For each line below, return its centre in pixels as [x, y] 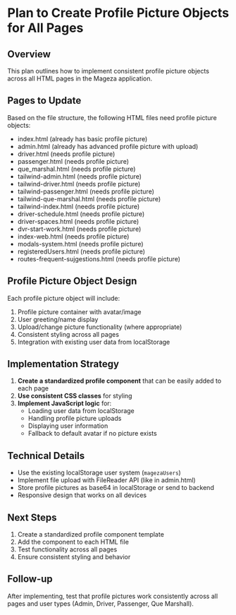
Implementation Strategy [63, 364]
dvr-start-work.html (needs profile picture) [79, 229]
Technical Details [46, 456]
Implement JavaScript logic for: [64, 403]
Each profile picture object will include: [64, 298]
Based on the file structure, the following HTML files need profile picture [112, 117]
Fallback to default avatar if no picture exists [92, 434]
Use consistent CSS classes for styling [75, 396]
